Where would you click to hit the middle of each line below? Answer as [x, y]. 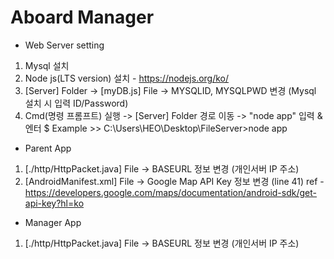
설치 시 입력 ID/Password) [76, 103]
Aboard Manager [82, 17]
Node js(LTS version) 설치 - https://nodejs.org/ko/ [127, 78]
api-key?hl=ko [54, 203]
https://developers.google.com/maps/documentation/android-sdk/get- [170, 192]
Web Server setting [64, 45]
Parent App [48, 148]
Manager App [53, 222]
